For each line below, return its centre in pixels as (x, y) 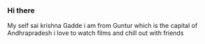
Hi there (21, 10)
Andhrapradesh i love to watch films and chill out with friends (96, 33)
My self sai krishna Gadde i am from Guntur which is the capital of (102, 26)
